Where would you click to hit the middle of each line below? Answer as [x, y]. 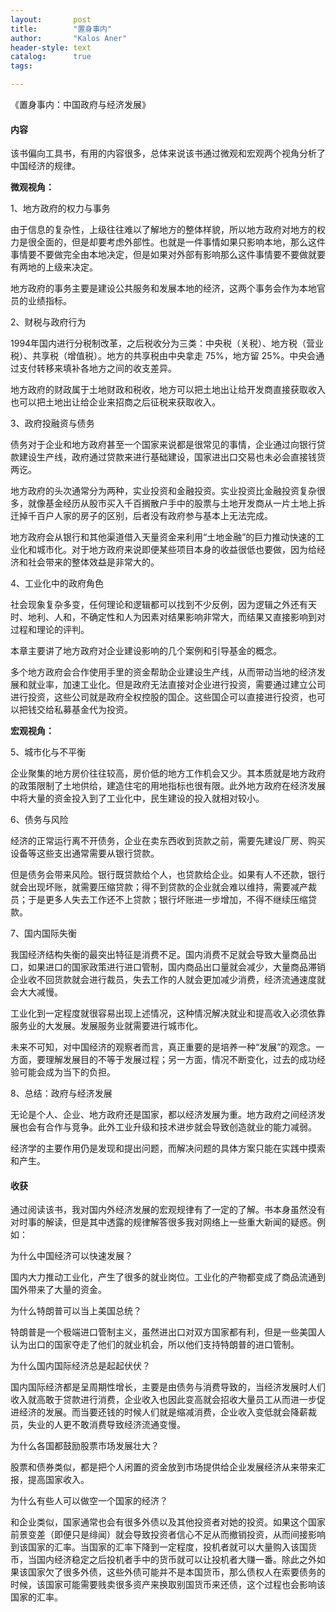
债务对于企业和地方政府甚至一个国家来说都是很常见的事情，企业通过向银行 [163, 445]
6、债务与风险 [39, 820]
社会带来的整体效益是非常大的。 [93, 562]
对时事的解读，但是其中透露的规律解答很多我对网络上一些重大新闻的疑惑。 [163, 1222]
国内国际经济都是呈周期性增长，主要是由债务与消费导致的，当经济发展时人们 [168, 1387]
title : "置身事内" [61, 29]
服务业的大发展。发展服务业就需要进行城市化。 [106, 1026]
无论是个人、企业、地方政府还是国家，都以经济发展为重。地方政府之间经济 [163, 1115]
